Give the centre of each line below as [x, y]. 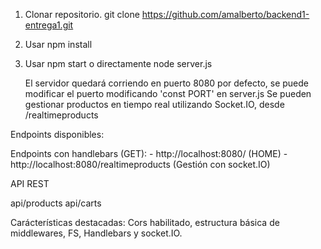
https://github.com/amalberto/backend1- [225, 14]
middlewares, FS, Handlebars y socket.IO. [96, 233]
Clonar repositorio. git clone [82, 14]
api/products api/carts [56, 203]
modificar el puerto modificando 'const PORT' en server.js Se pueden [168, 93]
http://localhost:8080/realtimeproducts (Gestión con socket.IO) [140, 164]
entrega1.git [49, 25]
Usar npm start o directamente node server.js [118, 63]
